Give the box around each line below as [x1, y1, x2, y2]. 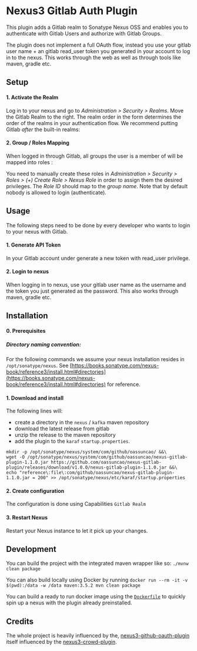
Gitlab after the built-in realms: [6, 126, 81, 133]
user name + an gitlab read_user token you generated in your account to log [6, 47, 191, 54]
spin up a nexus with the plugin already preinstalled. [6, 599, 132, 606]
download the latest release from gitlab [14, 425, 110, 432]
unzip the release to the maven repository [14, 431, 116, 439]
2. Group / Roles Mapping [6, 139, 69, 146]
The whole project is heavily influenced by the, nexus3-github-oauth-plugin [6, 632, 190, 639]
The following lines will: [6, 407, 63, 414]
